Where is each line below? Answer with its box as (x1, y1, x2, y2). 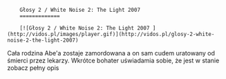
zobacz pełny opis (7, 64, 59, 72)
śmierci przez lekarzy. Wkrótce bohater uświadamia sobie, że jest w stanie (7, 56, 220, 64)
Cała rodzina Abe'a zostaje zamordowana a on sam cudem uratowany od (7, 49, 216, 57)
